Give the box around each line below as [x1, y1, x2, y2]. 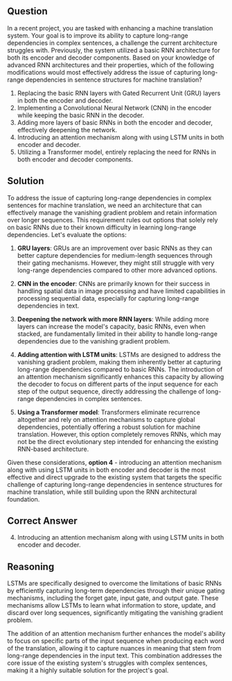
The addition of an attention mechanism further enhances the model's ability [7, 630, 226, 638]
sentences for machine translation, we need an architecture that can [7, 201, 202, 209]
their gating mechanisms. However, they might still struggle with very [17, 258, 215, 267]
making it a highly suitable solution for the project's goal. [7, 666, 169, 675]
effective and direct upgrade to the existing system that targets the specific [7, 472, 222, 481]
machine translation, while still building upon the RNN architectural [7, 488, 197, 496]
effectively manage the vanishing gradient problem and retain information [7, 208, 217, 217]
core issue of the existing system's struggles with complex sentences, [7, 659, 208, 667]
